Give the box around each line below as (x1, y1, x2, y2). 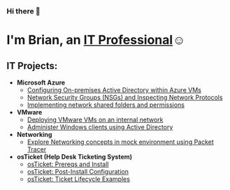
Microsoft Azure (16, 78, 66, 87)
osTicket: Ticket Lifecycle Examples (27, 175, 131, 183)
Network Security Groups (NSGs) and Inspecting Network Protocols (27, 93, 223, 101)
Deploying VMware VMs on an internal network (27, 115, 164, 124)
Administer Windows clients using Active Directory (27, 122, 173, 131)
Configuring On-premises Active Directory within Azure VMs (27, 85, 202, 94)
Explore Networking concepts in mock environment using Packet (27, 138, 214, 146)
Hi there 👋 (6, 6, 41, 16)
